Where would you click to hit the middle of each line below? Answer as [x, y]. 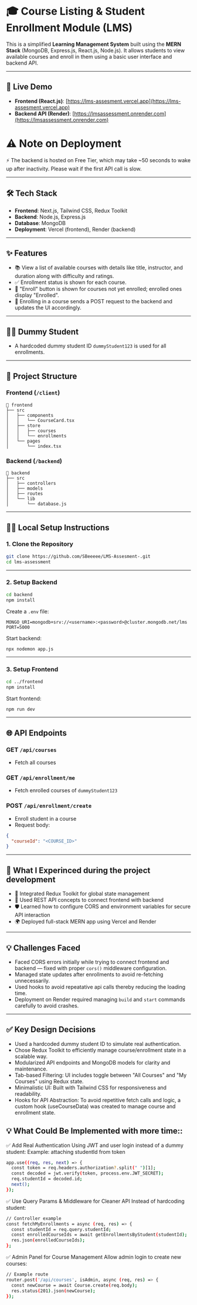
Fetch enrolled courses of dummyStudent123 [66, 791]
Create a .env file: [28, 611]
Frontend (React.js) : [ [41, 101]
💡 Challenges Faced [43, 948]
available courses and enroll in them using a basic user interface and [89, 56]
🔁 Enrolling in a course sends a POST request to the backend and [94, 302]
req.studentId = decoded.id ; [47, 1179]
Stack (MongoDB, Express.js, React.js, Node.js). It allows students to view [96, 50]
